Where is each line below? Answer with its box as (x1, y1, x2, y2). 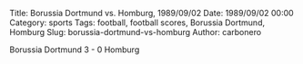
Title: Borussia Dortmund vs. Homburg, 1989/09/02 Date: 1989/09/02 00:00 (9, 8, 294, 18)
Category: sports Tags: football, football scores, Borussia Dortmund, (9, 17, 266, 28)
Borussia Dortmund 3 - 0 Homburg (9, 44, 140, 55)
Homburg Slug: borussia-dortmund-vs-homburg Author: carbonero (9, 27, 262, 37)
